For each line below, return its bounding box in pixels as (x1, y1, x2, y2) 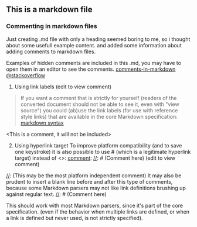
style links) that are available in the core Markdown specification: (20, 113, 178, 120)
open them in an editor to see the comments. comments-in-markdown (6, 66, 176, 73)
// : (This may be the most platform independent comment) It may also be (6, 172, 182, 179)
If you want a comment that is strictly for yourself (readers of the (20, 94, 177, 101)
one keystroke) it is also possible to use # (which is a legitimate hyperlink (14, 148, 191, 155)
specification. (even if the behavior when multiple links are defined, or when (6, 208, 189, 215)
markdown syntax (20, 119, 64, 126)
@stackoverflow (6, 71, 46, 78)
